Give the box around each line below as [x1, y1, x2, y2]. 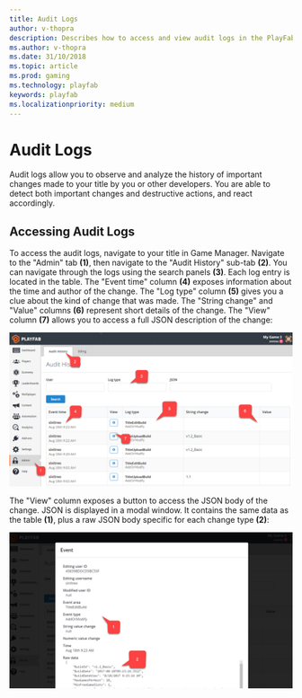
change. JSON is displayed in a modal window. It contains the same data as [9, 504, 289, 516]
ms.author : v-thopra [9, 43, 87, 52]
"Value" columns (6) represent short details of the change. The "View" [9, 305, 271, 316]
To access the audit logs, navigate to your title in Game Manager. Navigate [9, 248, 285, 259]
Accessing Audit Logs [9, 224, 136, 239]
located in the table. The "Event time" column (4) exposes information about [9, 277, 292, 287]
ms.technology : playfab [9, 81, 99, 90]
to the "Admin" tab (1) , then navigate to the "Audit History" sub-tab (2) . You [9, 257, 288, 269]
